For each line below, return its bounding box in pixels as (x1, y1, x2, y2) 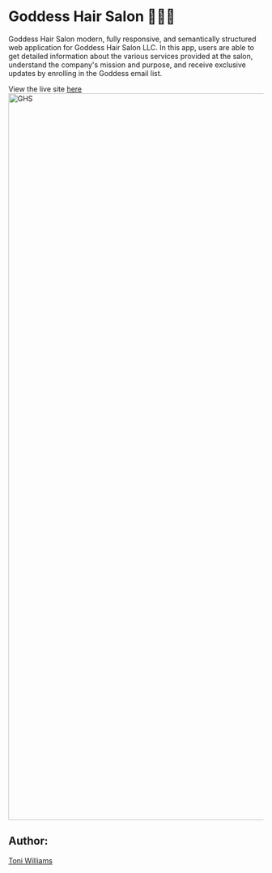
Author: (8, 834, 49, 848)
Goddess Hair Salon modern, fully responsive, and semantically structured (8, 34, 257, 44)
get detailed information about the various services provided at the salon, (8, 51, 253, 61)
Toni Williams (8, 855, 53, 865)
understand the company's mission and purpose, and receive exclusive (8, 60, 247, 70)
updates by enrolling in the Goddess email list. (8, 68, 163, 78)
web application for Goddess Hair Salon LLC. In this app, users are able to (8, 42, 255, 52)
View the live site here (8, 84, 83, 94)
